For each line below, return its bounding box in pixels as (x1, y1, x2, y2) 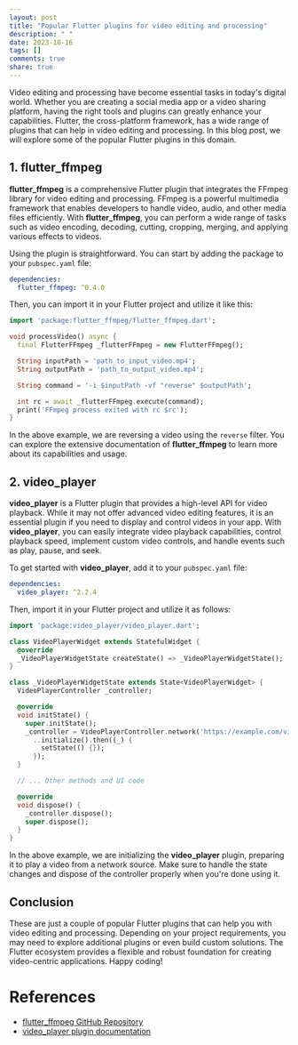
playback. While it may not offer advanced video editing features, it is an (9, 508, 274, 518)
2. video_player (9, 474, 97, 489)
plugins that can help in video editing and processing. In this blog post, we (9, 125, 281, 135)
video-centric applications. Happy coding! (9, 955, 163, 966)
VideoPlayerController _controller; (17, 687, 153, 695)
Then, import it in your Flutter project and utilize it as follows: (9, 604, 231, 615)
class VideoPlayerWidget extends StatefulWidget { (9, 637, 200, 646)
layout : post (9, 12, 58, 22)
